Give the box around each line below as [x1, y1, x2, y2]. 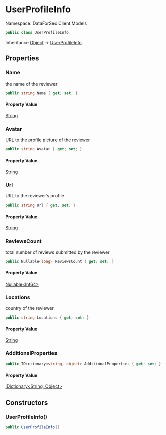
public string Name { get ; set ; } [5, 90, 78, 96]
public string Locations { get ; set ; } [5, 315, 89, 320]
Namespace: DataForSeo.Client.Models [5, 20, 87, 26]
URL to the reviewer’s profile [5, 193, 64, 199]
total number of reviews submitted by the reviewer [5, 249, 110, 255]
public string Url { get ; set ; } [5, 203, 76, 208]
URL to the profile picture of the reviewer [5, 137, 90, 143]
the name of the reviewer [5, 81, 58, 87]
